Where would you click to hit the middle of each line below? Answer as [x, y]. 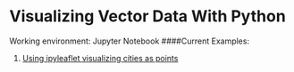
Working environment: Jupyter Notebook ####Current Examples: [130, 41]
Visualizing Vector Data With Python [147, 16]
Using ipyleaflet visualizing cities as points [100, 58]
